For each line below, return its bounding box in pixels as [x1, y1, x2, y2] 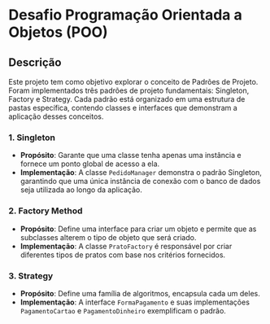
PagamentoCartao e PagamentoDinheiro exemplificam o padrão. [20, 305, 226, 315]
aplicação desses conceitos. [8, 112, 104, 121]
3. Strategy [8, 270, 54, 282]
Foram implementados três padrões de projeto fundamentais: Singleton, [8, 85, 250, 95]
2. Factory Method [8, 205, 83, 217]
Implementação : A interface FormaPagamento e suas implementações [20, 297, 250, 307]
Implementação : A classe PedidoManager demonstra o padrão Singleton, [20, 168, 263, 177]
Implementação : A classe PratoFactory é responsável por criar [20, 241, 233, 251]
